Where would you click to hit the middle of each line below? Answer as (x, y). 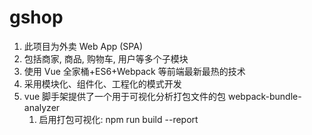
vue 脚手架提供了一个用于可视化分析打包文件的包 (125, 96)
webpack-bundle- (264, 96)
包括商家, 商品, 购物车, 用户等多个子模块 (106, 58)
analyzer (42, 107)
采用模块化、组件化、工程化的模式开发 (102, 83)
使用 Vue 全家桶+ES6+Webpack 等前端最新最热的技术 (134, 71)
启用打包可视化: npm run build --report (118, 119)
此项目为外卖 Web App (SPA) (83, 46)
